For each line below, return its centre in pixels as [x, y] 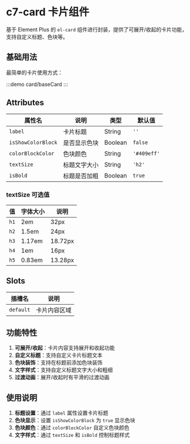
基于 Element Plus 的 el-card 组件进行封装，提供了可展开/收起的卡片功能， [97, 29]
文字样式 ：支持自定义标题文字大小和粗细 [64, 370]
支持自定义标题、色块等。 [37, 36]
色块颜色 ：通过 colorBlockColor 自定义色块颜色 [72, 428]
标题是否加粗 [81, 176]
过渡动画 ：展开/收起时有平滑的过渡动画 [62, 378]
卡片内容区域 [54, 310]
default [20, 310]
